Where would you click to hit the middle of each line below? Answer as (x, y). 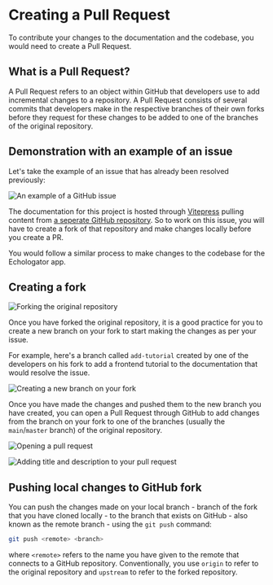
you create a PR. (36, 237)
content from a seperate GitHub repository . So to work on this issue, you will (136, 220)
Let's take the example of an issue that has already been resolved (119, 171)
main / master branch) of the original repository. (86, 430)
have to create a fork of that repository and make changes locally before (130, 229)
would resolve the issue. (49, 373)
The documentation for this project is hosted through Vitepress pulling (126, 211)
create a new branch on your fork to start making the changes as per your (132, 331)
